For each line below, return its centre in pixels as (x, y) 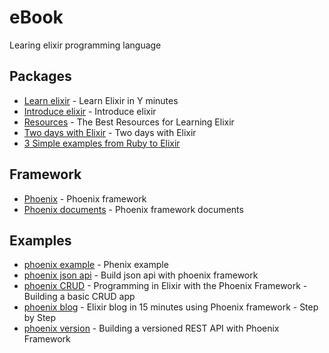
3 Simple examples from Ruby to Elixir (102, 143)
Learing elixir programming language (85, 45)
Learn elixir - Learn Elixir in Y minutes (101, 100)
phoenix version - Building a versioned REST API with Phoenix (151, 328)
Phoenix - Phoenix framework (85, 198)
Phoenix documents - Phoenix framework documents (133, 209)
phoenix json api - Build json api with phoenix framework (141, 275)
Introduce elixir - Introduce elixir (90, 111)
